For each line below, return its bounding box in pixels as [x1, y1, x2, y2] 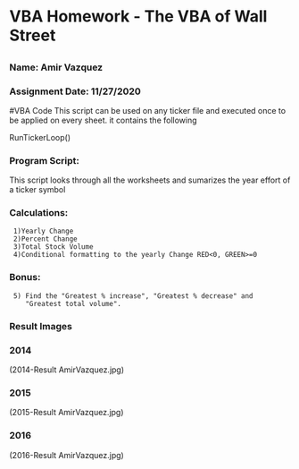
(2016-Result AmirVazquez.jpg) [9, 449, 125, 460]
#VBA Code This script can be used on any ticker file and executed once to [9, 105, 287, 115]
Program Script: [9, 154, 80, 166]
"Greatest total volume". [25, 299, 122, 308]
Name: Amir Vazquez [9, 61, 104, 73]
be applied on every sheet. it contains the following [9, 115, 198, 125]
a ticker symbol [9, 184, 66, 195]
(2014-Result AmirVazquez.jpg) [9, 364, 125, 375]
